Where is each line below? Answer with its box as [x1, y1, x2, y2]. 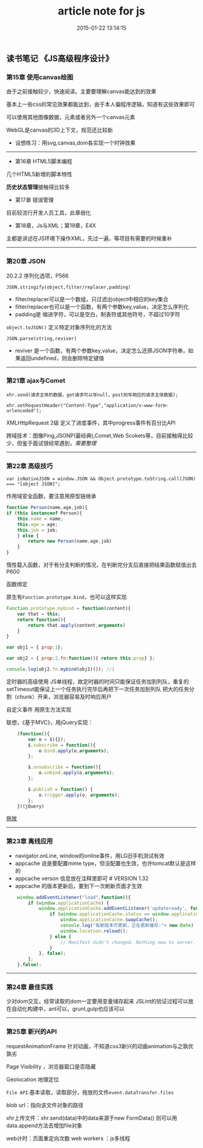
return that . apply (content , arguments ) [28, 622, 126, 628]
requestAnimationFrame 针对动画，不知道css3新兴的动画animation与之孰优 [6, 1042, 194, 1049]
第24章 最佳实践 [6, 982, 53, 991]
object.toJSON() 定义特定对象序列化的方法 [6, 323, 112, 331]
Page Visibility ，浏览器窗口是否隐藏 [6, 1063, 96, 1070]
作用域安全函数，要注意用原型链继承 [6, 493, 97, 500]
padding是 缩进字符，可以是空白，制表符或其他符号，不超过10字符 [14, 310, 181, 318]
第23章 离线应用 [6, 837, 53, 846]
